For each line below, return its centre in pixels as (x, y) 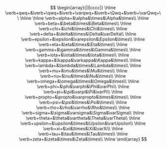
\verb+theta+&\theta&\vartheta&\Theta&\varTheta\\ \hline (83, 118)
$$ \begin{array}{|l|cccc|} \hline (83, 8)
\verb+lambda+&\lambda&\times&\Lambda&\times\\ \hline (83, 65)
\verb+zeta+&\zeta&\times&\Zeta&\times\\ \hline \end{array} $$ (83, 139)
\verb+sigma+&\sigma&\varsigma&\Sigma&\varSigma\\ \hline (83, 113)
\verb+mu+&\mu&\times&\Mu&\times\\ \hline (83, 71)
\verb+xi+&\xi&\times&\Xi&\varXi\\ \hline (83, 128)
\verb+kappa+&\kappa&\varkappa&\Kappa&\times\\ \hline (83, 60)
